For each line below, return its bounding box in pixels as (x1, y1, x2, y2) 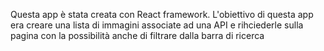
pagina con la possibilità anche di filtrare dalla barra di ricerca (10, 30, 265, 41)
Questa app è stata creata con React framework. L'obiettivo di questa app (10, 9, 314, 20)
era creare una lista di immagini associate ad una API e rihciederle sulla (10, 19, 304, 31)
